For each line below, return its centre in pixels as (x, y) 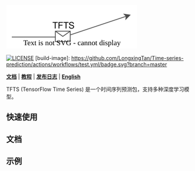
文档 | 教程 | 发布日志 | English (43, 77)
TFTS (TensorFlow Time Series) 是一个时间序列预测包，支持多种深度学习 (95, 89)
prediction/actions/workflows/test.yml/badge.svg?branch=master (87, 64)
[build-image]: (53, 58)
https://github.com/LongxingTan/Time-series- (128, 58)
